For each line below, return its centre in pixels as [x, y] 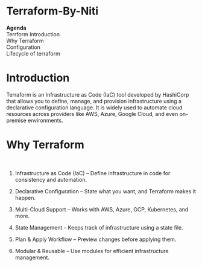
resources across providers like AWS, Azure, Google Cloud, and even [92, 114]
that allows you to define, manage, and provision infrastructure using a [94, 101]
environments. [45, 120]
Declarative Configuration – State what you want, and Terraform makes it [105, 191]
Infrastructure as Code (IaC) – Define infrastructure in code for [93, 173]
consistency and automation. [51, 179]
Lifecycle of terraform [33, 53]
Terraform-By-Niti [52, 11]
